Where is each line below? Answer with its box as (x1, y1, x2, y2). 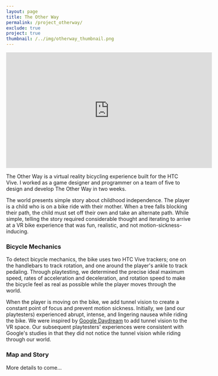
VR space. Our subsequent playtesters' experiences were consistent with (6, 324, 184, 331)
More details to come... (6, 364, 62, 371)
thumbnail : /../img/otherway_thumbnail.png (6, 36, 115, 42)
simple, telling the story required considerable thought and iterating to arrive (6, 216, 191, 222)
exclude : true (6, 25, 41, 31)
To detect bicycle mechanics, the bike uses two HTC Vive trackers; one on (6, 256, 186, 263)
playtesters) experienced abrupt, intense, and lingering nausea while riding (6, 311, 188, 318)
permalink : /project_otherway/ (6, 19, 83, 25)
